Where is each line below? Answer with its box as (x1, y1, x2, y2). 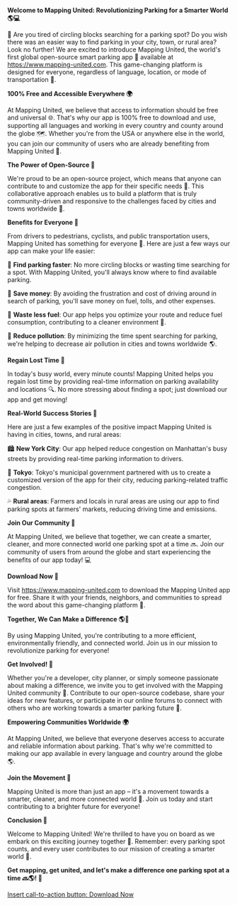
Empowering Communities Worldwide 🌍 (7, 718, 129, 726)
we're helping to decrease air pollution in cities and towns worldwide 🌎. (7, 339, 217, 348)
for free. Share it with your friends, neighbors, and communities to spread (7, 593, 222, 602)
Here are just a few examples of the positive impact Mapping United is (7, 423, 212, 431)
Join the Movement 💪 (7, 773, 71, 782)
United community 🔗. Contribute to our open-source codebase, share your (7, 689, 225, 697)
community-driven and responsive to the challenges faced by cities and (7, 197, 217, 205)
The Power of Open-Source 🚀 (7, 160, 96, 169)
